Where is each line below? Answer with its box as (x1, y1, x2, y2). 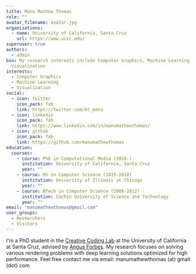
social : (6, 90, 25, 96)
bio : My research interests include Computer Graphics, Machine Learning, (6, 57, 192, 63)
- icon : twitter (11, 95, 51, 101)
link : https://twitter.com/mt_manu (16, 107, 104, 112)
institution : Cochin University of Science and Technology (21, 194, 169, 200)
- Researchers (11, 215, 46, 221)
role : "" (6, 14, 27, 20)
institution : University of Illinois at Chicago (21, 177, 143, 183)
